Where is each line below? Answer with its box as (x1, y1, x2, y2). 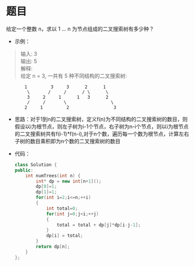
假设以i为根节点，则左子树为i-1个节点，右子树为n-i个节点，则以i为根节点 (14, 123, 189, 130)
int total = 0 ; (46, 206, 78, 211)
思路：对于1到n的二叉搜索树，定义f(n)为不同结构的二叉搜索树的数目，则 (14, 115, 188, 123)
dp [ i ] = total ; (46, 233, 84, 239)
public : (14, 167, 33, 173)
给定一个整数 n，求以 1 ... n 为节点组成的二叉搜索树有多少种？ (6, 25, 155, 32)
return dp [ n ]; (36, 244, 70, 250)
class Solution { (14, 161, 57, 167)
